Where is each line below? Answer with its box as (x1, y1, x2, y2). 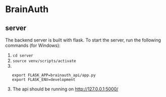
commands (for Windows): (5, 42, 61, 48)
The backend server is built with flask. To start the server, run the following (5, 37, 161, 43)
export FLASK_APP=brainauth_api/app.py (12, 73, 96, 78)
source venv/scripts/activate (12, 59, 77, 64)
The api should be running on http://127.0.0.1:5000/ (12, 86, 119, 92)
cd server (12, 53, 34, 58)
